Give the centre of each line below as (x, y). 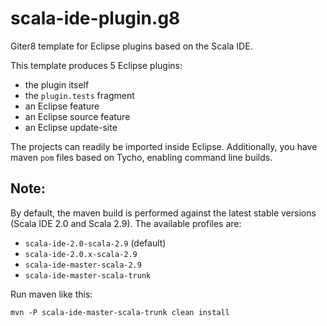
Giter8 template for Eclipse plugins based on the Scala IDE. (131, 46)
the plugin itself (57, 84)
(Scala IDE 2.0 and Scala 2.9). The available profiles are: (126, 223)
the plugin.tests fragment (79, 95)
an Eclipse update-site (71, 127)
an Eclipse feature (62, 106)
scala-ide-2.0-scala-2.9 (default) (95, 243)
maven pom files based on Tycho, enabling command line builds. (141, 157)
